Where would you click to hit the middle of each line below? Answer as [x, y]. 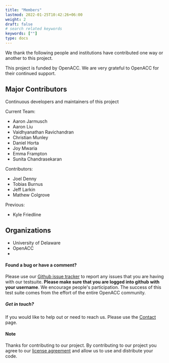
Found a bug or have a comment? [41, 265]
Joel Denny [25, 179]
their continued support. [30, 73]
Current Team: [20, 111]
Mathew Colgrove [31, 195]
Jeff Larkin [24, 189]
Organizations [28, 231]
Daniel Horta [26, 143]
